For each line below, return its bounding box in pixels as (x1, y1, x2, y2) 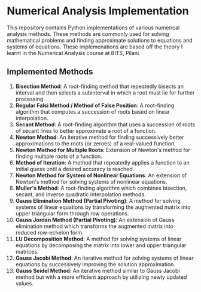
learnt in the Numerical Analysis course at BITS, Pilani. (7, 49, 141, 56)
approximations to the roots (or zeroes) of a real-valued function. (15, 139, 176, 147)
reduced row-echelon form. (15, 229, 84, 236)
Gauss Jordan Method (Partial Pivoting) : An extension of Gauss (15, 216, 175, 223)
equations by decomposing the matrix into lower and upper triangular (15, 241, 187, 249)
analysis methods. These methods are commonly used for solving (7, 30, 169, 37)
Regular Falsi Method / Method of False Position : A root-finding (15, 102, 175, 109)
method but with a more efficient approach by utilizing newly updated (15, 273, 187, 281)
